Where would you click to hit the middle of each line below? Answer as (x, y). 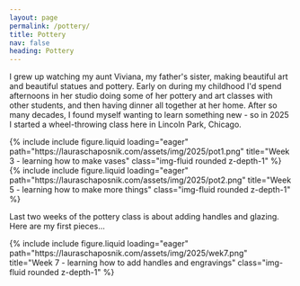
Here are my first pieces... (57, 227)
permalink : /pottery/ (50, 26)
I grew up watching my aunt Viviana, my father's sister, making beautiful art (149, 76)
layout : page (34, 18)
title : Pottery (38, 34)
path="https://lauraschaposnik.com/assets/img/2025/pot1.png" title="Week (150, 152)
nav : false (30, 43)
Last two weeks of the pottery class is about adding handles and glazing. (145, 217)
